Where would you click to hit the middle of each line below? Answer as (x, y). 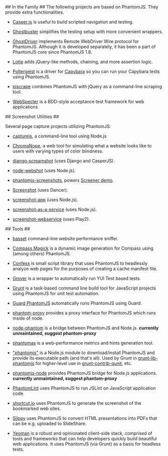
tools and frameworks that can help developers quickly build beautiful (85, 438)
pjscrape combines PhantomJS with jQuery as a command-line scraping (87, 87)
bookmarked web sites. (37, 408)
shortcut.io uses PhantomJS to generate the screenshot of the (77, 403)
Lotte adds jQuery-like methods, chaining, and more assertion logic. (82, 62)
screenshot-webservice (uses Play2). (51, 219)
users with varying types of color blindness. (58, 151)
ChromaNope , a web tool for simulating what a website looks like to (82, 146)
